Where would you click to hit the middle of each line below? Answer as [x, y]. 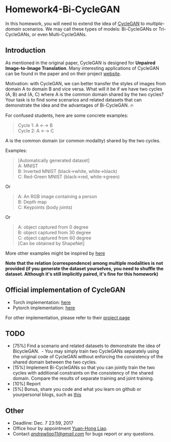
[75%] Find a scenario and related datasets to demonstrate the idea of [87, 346]
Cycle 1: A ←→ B [35, 125]
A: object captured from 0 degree [53, 227]
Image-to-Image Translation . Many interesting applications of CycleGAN [82, 68]
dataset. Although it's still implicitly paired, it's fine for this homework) [82, 274]
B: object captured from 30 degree [54, 232]
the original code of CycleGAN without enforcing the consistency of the [88, 357]
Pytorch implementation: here [44, 308]
